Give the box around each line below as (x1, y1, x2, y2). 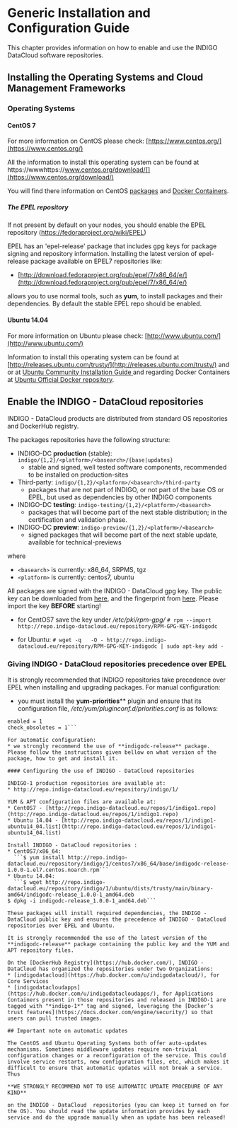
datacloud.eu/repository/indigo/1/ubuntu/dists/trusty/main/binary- (7, 885, 214, 892)
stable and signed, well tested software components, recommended (28, 463, 227, 472)
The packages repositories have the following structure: (7, 436, 170, 444)
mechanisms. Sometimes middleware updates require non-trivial (7, 1045, 198, 1053)
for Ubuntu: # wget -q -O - (17, 635, 104, 644)
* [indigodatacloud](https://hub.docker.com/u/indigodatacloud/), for (7, 971, 220, 979)
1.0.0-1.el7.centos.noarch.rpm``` (7, 866, 110, 873)
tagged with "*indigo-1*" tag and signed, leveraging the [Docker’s (7, 1002, 214, 1009)
